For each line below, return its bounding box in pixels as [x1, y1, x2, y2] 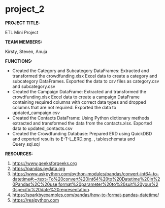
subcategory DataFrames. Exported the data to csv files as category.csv [12, 78, 159, 84]
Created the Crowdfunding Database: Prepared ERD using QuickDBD [12, 130, 152, 136]
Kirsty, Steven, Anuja [5, 48, 48, 54]
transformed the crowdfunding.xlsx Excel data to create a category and [12, 73, 158, 79]
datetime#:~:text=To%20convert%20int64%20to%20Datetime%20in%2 [12, 176, 160, 182]
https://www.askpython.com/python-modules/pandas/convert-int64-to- [12, 170, 159, 176]
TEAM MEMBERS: [5, 39, 43, 45]
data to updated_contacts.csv [12, 125, 73, 131]
